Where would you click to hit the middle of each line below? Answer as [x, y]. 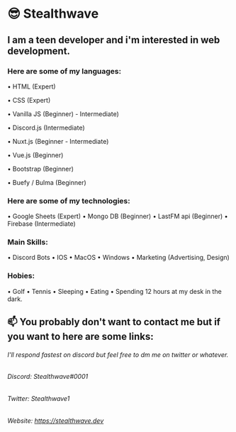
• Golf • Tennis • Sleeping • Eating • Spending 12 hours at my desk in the [114, 291]
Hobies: [21, 276]
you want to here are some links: [80, 337]
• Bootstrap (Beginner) [41, 169]
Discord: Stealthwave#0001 [48, 377]
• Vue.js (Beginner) [35, 155]
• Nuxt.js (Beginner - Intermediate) [58, 141]
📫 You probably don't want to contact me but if [114, 322]
